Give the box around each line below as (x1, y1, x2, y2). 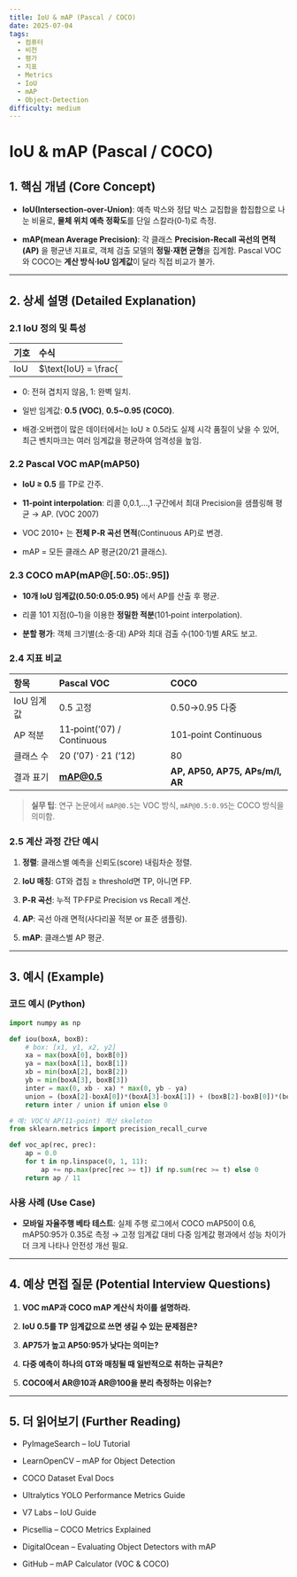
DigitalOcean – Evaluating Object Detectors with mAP (21, 1541, 217, 1551)
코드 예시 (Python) (9, 998, 86, 1010)
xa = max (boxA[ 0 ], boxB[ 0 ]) (25, 1051, 128, 1060)
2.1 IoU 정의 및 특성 (9, 322, 87, 334)
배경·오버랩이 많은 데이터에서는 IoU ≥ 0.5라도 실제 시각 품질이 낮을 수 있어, (21, 423, 280, 434)
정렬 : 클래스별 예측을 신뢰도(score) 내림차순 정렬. (21, 857, 193, 868)
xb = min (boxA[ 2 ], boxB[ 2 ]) (25, 1068, 128, 1076)
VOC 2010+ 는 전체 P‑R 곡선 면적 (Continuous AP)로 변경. (21, 528, 224, 539)
